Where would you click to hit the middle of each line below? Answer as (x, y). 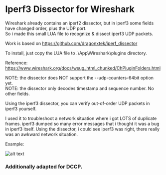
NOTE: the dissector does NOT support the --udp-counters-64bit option (79, 77)
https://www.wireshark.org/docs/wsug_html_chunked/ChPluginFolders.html (83, 68)
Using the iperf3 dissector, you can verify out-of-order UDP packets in (78, 103)
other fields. (17, 93)
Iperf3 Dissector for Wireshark (70, 9)
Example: (15, 144)
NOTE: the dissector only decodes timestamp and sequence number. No (80, 88)
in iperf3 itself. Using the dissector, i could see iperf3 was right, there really (83, 129)
